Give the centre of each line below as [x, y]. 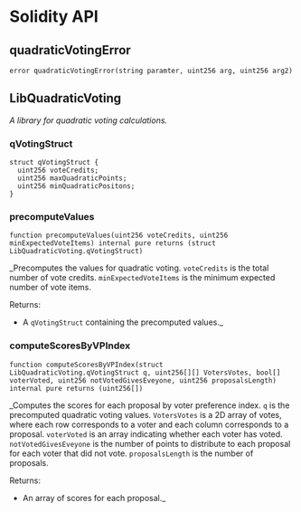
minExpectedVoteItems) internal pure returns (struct [113, 243]
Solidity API [54, 17]
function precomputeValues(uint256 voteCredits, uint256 [119, 236]
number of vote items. [51, 288]
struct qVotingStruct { [54, 163]
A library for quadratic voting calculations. [89, 120]
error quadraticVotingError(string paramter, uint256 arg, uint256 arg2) [151, 71]
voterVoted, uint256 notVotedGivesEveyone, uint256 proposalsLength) [143, 380]
